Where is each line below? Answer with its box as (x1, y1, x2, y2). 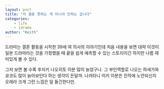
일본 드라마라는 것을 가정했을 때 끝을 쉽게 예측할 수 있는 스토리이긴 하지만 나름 (5, 50, 154, 56)
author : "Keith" (5, 30, 38, 35)
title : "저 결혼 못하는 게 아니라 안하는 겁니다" (5, 12, 92, 17)
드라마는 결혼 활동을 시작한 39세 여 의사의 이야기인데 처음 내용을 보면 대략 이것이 (5, 44, 159, 49)
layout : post (5, 7, 32, 12)
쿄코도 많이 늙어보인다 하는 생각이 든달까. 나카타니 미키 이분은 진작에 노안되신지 (5, 73, 157, 78)
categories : (5, 16, 29, 21)
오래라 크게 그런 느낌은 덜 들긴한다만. (5, 79, 76, 85)
